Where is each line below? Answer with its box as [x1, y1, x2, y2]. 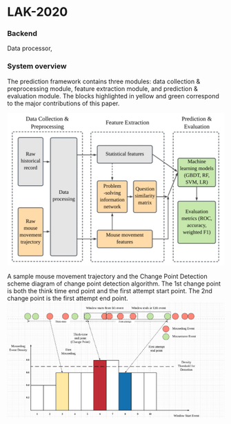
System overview [7, 61, 67, 71]
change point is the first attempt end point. [7, 294, 129, 302]
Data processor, [7, 44, 53, 52]
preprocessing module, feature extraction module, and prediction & [7, 84, 198, 93]
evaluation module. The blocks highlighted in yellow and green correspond [7, 92, 219, 100]
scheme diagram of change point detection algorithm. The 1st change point [7, 279, 221, 288]
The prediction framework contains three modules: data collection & [7, 77, 201, 85]
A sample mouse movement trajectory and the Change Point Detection [7, 272, 208, 280]
